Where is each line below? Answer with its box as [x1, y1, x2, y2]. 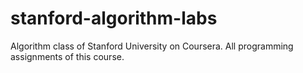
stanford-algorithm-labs [10, 7, 218, 30]
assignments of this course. [10, 50, 125, 62]
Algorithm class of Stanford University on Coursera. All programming [10, 40, 294, 52]
